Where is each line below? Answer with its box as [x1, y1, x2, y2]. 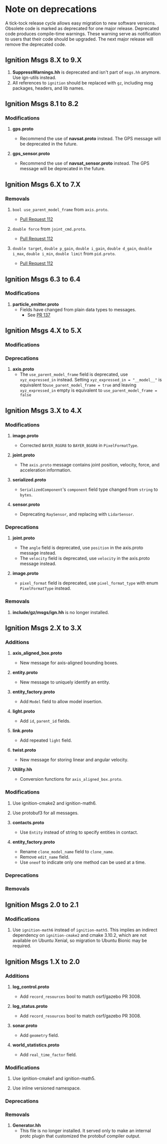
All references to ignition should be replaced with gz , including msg [12, 80, 154, 86]
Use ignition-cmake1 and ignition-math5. [12, 1075, 96, 1081]
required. [12, 943, 31, 949]
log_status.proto [12, 1003, 48, 1009]
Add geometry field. [19, 1032, 59, 1038]
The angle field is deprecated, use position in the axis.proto [19, 544, 144, 551]
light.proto [12, 708, 35, 714]
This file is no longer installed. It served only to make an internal [19, 1127, 151, 1134]
